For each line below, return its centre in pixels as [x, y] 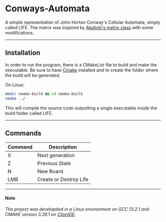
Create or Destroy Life [63, 180]
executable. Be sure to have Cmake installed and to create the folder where [82, 70]
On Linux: [15, 85]
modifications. [20, 33]
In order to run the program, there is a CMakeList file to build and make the [81, 65]
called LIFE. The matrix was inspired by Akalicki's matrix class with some [79, 27]
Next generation [56, 155]
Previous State [54, 163]
